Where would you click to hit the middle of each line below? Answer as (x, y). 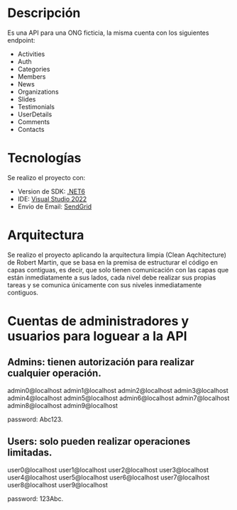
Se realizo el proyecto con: (46, 177)
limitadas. (30, 453)
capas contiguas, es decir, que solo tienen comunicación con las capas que (118, 270)
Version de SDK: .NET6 (51, 191)
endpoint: (21, 40)
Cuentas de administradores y (98, 321)
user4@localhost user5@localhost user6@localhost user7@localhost (109, 477)
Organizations (38, 92)
